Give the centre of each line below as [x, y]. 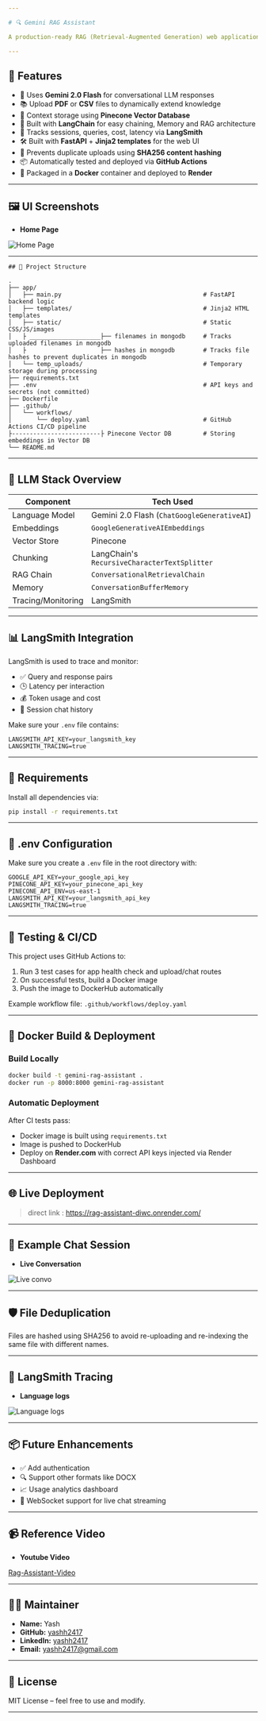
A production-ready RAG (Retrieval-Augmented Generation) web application [134, 37]
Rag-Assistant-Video [42, 1572]
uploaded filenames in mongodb [60, 343]
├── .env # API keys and [131, 385]
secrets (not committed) [49, 392]
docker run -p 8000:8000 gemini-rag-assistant [86, 1082]
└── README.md [32, 448]
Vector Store [36, 541]
